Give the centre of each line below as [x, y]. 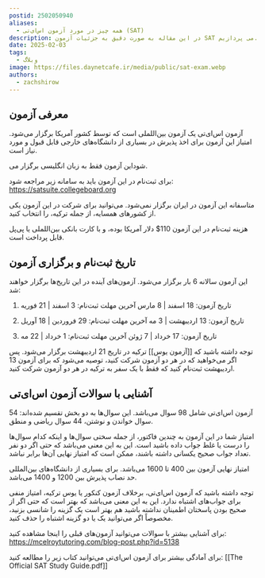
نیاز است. [23, 150]
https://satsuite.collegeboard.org [63, 190]
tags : [18, 52]
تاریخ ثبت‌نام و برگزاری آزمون [72, 262]
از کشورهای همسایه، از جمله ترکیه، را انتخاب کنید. [83, 213]
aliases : [23, 23]
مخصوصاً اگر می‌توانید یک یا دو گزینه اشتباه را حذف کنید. [91, 518]
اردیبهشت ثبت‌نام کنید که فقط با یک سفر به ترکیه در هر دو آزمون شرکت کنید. [122, 369]
